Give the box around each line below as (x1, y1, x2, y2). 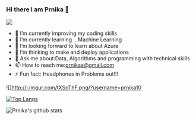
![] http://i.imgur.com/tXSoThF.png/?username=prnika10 (6, 84, 141, 91)
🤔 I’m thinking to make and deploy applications (14, 48, 129, 56)
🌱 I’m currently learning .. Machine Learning (14, 36, 122, 43)
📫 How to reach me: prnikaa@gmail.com (14, 61, 115, 69)
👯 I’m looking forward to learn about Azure (14, 43, 119, 50)
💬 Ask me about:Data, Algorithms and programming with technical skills (14, 55, 190, 62)
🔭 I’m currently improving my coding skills (14, 30, 118, 37)
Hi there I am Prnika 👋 (6, 5, 69, 14)
